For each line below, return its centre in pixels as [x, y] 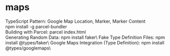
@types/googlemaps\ [28, 48]
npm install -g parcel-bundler [36, 26]
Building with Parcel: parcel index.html [46, 32]
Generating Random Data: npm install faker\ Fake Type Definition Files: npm [85, 37]
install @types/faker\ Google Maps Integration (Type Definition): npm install [85, 42]
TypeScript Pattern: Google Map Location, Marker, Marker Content [76, 21]
